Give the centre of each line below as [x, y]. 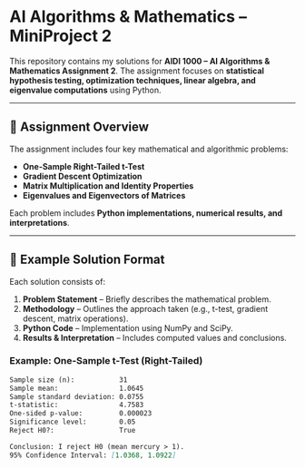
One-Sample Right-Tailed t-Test [84, 166]
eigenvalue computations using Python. [85, 90]
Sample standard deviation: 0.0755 [77, 396]
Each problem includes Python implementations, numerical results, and [146, 213]
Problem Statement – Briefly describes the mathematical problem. [147, 299]
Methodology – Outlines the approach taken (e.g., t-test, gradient [145, 308]
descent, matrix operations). [75, 318]
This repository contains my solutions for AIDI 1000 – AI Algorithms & [140, 61]
